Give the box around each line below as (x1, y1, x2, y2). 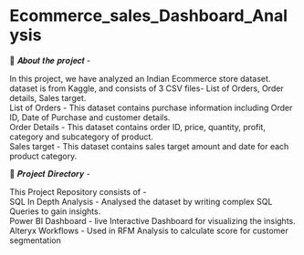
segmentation (9, 234, 61, 246)
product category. (9, 150, 78, 161)
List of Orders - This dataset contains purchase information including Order (9, 102, 293, 113)
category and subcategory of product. (9, 131, 153, 142)
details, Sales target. (9, 92, 87, 103)
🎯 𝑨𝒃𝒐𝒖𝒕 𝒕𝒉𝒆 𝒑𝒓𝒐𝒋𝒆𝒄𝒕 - (9, 55, 91, 66)
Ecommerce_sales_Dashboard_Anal (9, 5, 288, 26)
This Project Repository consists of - (9, 186, 147, 197)
